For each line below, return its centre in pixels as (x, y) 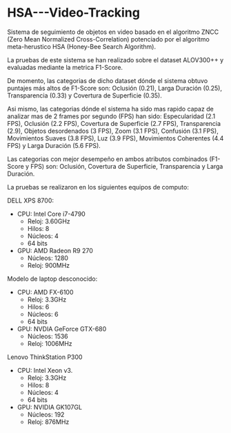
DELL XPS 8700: (30, 200)
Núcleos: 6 (43, 314)
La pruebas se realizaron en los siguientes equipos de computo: (98, 187)
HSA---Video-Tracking (73, 13)
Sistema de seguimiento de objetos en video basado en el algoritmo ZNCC (113, 32)
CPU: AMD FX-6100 (45, 292)
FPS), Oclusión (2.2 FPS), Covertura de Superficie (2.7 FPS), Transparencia (114, 123)
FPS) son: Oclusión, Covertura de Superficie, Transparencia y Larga (127, 166)
